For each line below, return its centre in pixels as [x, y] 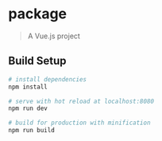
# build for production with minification [79, 123]
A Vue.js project [54, 36]
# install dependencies [48, 79]
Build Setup [37, 61]
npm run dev [28, 108]
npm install [28, 87]
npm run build [32, 131]
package [38, 14]
